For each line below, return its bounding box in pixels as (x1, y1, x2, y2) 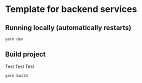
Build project (5, 50, 46, 58)
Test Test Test (5, 63, 34, 69)
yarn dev (5, 36, 23, 41)
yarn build (5, 73, 28, 78)
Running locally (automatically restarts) (5, 23, 131, 32)
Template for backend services (5, 3, 137, 15)
